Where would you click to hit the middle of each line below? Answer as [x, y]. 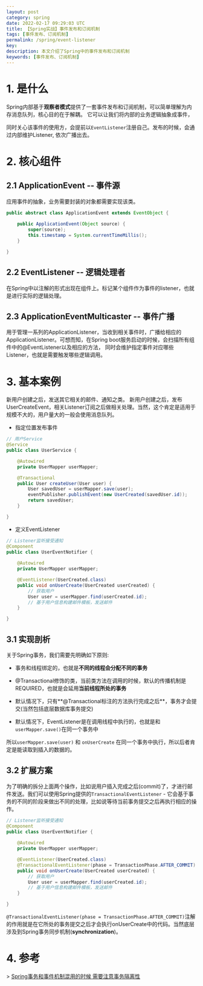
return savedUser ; [51, 500]
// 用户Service [24, 439]
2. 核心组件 [34, 161]
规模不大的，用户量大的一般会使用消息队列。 [62, 415]
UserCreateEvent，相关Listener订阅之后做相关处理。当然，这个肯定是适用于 [101, 407]
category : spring [28, 18]
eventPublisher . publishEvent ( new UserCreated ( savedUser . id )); [108, 495]
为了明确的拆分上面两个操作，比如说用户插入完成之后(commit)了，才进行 [97, 786]
